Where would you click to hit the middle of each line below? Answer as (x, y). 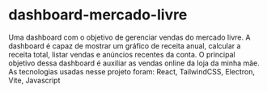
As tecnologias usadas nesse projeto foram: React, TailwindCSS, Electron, (131, 71)
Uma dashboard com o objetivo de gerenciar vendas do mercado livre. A (129, 37)
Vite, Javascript (34, 80)
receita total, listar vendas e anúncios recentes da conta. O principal (122, 54)
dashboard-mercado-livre (98, 15)
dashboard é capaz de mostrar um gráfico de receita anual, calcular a (125, 45)
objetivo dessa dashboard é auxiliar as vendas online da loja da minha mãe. (134, 63)
